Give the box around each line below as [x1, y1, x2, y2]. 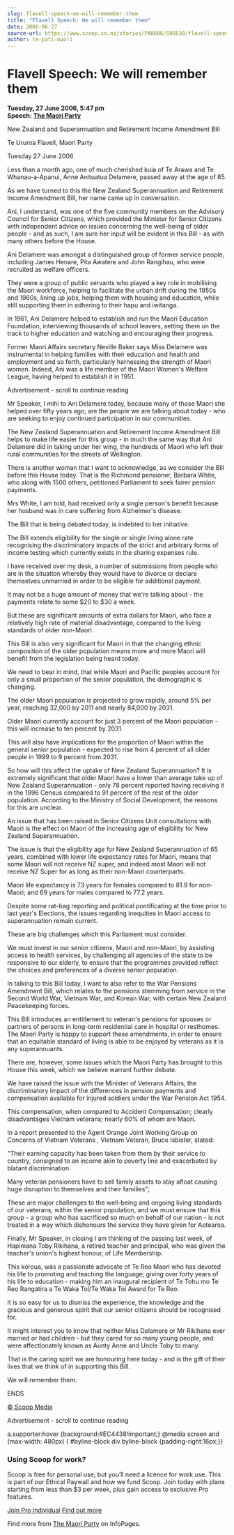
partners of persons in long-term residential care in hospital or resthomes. [7, 1023, 220, 1031]
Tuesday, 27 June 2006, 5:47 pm [7, 104, 104, 112]
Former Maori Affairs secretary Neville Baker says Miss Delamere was [7, 343, 208, 351]
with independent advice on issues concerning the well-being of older [7, 222, 209, 231]
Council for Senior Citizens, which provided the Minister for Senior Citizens [7, 215, 222, 223]
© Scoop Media [7, 1403, 53, 1412]
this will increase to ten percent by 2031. [7, 724, 123, 733]
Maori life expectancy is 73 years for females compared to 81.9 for [7, 881, 198, 889]
